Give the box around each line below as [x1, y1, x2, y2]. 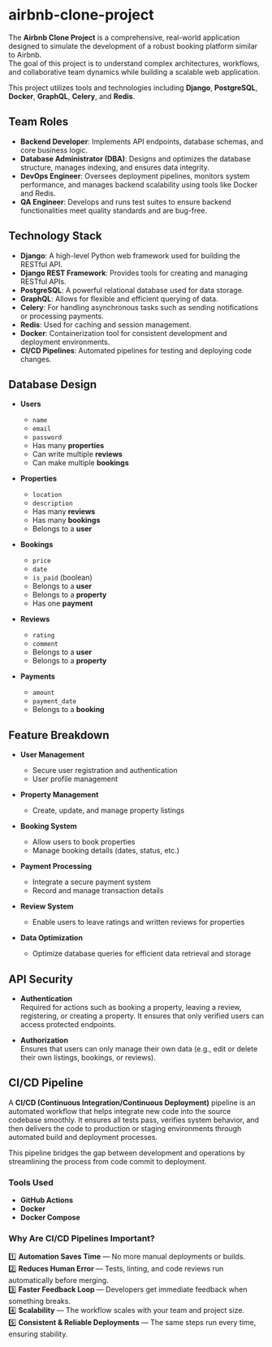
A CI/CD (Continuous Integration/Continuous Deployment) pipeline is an [8, 1098, 256, 1107]
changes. [19, 354, 52, 364]
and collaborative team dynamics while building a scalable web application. [8, 67, 261, 76]
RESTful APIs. [19, 276, 67, 286]
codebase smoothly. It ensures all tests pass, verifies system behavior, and [8, 1115, 260, 1125]
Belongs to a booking [32, 705, 105, 715]
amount [32, 689, 55, 697]
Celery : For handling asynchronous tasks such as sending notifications [19, 302, 258, 312]
